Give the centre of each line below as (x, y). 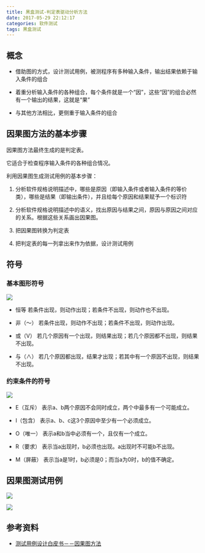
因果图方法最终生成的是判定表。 (47, 150)
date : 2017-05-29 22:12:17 (41, 18)
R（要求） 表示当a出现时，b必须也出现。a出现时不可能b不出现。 (96, 446)
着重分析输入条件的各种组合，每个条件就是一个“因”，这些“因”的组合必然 (106, 92)
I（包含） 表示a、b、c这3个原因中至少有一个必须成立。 (85, 420)
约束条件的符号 (28, 381)
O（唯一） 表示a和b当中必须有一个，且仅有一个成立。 (83, 433)
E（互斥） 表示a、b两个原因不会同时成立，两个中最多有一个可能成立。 (104, 407)
